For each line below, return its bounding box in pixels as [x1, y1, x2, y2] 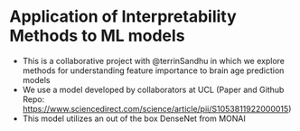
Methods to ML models [9, 25, 185, 46]
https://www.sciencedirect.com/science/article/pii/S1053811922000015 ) [22, 103, 292, 114]
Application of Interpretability [9, 6, 237, 27]
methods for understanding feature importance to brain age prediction [22, 65, 285, 76]
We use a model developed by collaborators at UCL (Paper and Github [22, 84, 285, 95]
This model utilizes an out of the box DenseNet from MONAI [22, 113, 247, 124]
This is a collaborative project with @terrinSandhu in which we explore [22, 55, 286, 66]
